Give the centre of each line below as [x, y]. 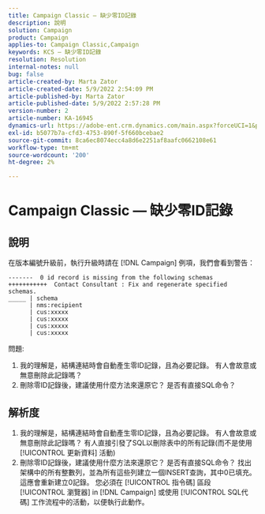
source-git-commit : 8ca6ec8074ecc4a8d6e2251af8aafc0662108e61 [112, 140]
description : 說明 [37, 23]
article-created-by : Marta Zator [63, 81]
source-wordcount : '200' [49, 155]
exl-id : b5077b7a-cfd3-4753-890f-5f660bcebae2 [86, 133]
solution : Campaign [40, 30]
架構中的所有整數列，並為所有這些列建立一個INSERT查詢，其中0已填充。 [138, 472]
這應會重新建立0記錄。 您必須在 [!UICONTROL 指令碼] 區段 [115, 482]
